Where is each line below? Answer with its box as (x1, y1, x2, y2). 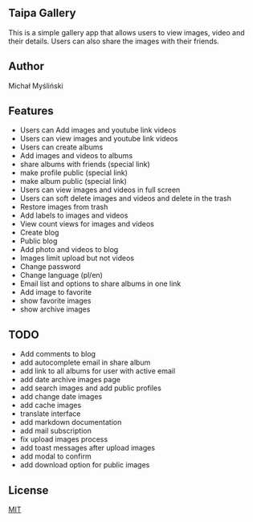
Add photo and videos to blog (19, 245, 119, 255)
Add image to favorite (19, 288, 92, 297)
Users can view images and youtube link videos (19, 134, 178, 144)
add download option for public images (19, 460, 150, 470)
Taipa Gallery (8, 6, 76, 20)
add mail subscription (19, 426, 92, 436)
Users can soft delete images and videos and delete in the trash (19, 194, 231, 203)
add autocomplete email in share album (19, 357, 151, 368)
